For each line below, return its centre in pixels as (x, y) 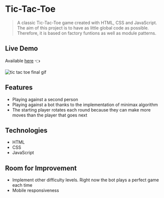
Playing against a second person (45, 99)
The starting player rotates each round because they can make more (81, 110)
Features (19, 88)
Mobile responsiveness (35, 191)
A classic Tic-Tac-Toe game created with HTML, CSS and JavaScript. (87, 23)
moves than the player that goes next (50, 115)
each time (22, 185)
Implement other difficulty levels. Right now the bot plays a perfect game (85, 180)
